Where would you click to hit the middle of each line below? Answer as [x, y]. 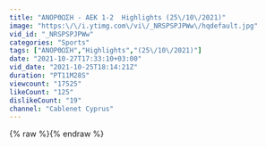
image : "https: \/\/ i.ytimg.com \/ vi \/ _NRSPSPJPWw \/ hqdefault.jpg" [133, 26]
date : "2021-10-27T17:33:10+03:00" [76, 59]
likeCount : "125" [42, 92]
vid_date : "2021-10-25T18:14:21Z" [74, 68]
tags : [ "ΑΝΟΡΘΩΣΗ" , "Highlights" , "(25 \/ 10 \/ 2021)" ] [106, 51]
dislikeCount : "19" [46, 100]
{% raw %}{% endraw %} [57, 134]
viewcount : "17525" [46, 84]
